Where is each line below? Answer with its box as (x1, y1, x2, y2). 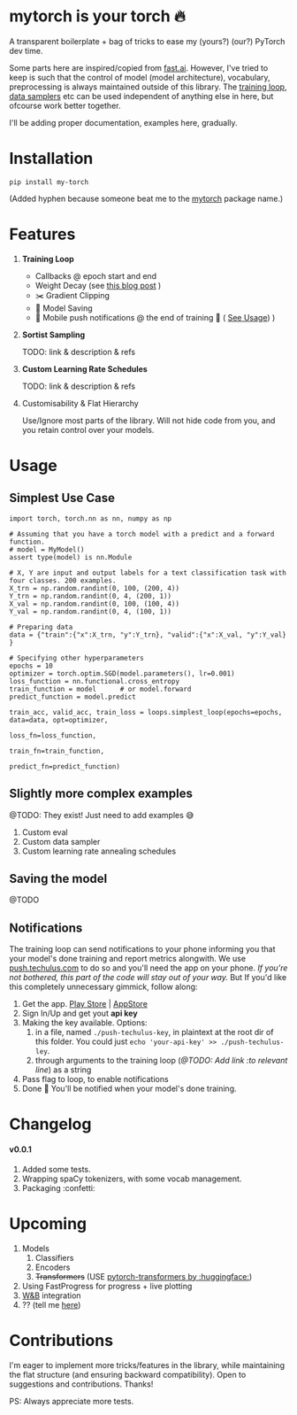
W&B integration (21, 1290, 81, 1301)
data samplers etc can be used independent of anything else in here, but (9, 90, 274, 101)
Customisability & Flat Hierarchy (21, 398, 139, 408)
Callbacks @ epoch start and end (34, 270, 157, 281)
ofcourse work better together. (9, 100, 121, 111)
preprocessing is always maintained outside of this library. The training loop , (9, 81, 287, 92)
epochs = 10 (9, 661, 53, 670)
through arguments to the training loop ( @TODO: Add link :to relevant (34, 1055, 288, 1066)
